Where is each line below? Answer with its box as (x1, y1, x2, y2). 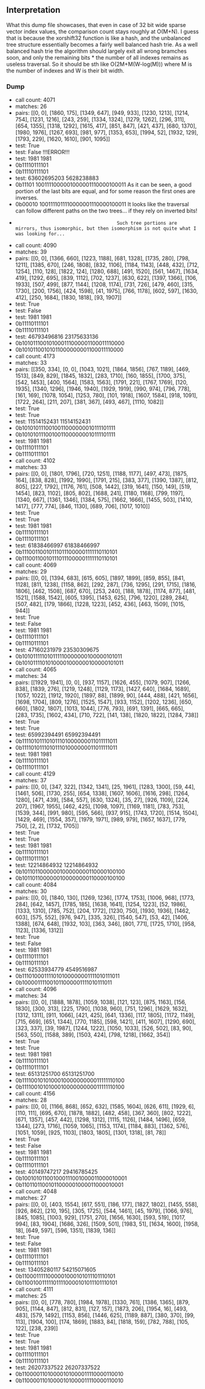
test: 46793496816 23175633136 (15, 333, 99, 340)
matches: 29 (15, 568, 47, 575)
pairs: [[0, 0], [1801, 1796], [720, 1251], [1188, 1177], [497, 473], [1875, (15, 470, 188, 478)
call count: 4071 (15, 96, 56, 104)
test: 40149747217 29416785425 (15, 1168, 98, 1175)
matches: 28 (15, 1096, 47, 1104)
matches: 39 (15, 248, 47, 255)
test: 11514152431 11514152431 (15, 418, 91, 426)
